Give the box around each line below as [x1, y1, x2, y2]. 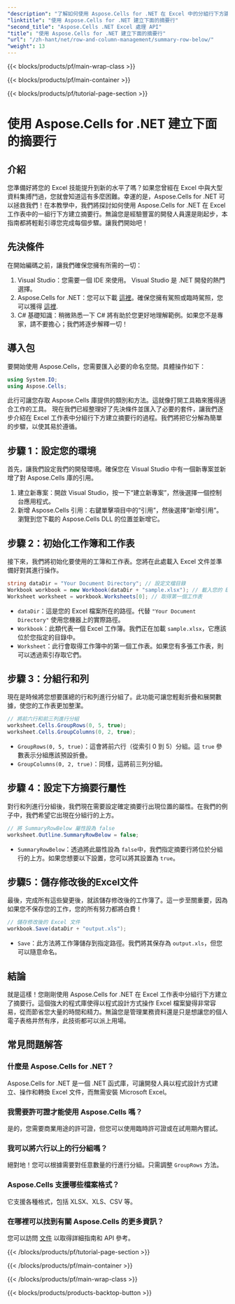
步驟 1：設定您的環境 [7, 444, 97, 456]
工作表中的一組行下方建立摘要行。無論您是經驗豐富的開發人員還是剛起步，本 [7, 210, 228, 218]
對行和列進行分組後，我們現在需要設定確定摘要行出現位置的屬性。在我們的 [7, 802, 222, 810]
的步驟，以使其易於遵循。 [7, 422, 81, 431]
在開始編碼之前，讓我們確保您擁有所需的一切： [7, 261, 142, 269]
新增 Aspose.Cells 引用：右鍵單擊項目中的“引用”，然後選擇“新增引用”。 [17, 506, 222, 515]
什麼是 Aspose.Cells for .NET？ [7, 1061, 114, 1071]
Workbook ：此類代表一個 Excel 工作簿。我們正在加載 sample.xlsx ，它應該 [17, 624, 227, 632]
